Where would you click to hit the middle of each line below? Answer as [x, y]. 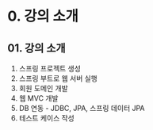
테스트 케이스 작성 [46, 118]
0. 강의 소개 [43, 16]
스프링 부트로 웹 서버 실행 [58, 78]
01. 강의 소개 [36, 48]
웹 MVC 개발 [38, 98]
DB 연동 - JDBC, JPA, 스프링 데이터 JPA [82, 108]
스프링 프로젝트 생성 [50, 69]
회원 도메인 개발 [43, 88]
